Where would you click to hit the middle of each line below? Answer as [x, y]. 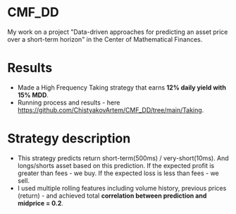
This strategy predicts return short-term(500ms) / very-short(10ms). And [123, 158]
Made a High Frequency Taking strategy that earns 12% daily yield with [122, 87]
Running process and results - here [69, 102]
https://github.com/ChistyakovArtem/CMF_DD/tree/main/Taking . [111, 109]
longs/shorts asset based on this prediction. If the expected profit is [116, 165]
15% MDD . [33, 95]
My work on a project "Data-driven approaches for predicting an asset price [118, 32]
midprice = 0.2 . [40, 203]
